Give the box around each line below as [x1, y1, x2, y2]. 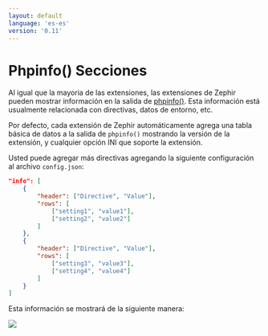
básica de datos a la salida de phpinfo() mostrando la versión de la [8, 129, 230, 139]
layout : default [8, 11, 63, 20]
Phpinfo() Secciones [8, 61, 148, 80]
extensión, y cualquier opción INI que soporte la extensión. [8, 137, 203, 147]
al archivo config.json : [8, 162, 84, 171]
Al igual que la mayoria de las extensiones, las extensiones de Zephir [8, 88, 237, 97]
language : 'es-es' [8, 19, 70, 27]
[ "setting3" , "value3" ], [51, 259, 135, 268]
